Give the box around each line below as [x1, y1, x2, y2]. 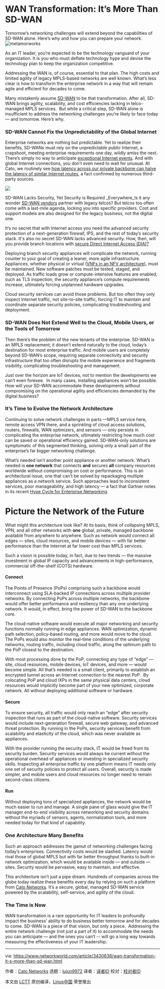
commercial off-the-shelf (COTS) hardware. [5, 563, 94, 568]
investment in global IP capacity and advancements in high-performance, [5, 558, 154, 564]
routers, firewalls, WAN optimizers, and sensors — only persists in [5, 426, 139, 433]
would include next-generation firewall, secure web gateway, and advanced [5, 720, 159, 726]
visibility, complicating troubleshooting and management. [5, 363, 121, 368]
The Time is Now [5, 902, 46, 908]
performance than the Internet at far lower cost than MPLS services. [5, 543, 143, 549]
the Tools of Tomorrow [5, 325, 60, 332]
